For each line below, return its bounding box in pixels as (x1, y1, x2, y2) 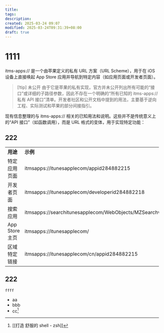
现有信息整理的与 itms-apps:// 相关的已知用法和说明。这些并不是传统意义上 (5, 113, 156, 119)
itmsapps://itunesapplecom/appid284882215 (24, 165, 131, 171)
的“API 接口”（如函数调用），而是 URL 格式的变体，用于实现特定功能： (5, 119, 145, 125)
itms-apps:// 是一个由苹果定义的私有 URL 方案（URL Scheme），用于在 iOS (5, 68, 155, 73)
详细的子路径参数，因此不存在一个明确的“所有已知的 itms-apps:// (27, 90, 158, 96)
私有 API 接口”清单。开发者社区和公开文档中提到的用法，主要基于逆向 (17, 96, 157, 102)
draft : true (5, 30, 29, 35)
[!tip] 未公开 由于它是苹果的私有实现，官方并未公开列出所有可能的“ (17, 84, 151, 90)
